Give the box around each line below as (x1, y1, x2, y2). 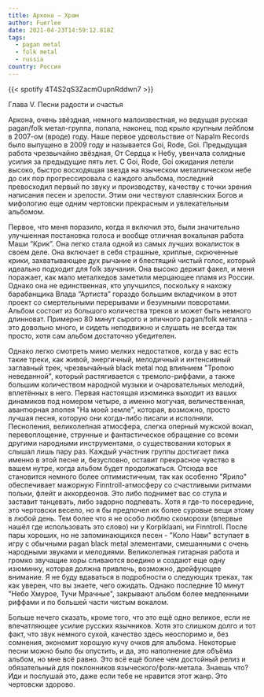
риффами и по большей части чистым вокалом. (8, 597, 169, 606)
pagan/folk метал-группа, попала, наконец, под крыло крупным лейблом (8, 123, 254, 132)
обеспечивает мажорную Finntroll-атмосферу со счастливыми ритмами (8, 480, 251, 489)
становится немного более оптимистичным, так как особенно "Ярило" (8, 472, 247, 481)
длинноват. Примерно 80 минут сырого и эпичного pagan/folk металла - (8, 314, 253, 324)
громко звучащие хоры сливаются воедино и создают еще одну (8, 555, 225, 565)
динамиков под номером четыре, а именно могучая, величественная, (8, 396, 246, 406)
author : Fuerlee (8, 19, 61, 27)
